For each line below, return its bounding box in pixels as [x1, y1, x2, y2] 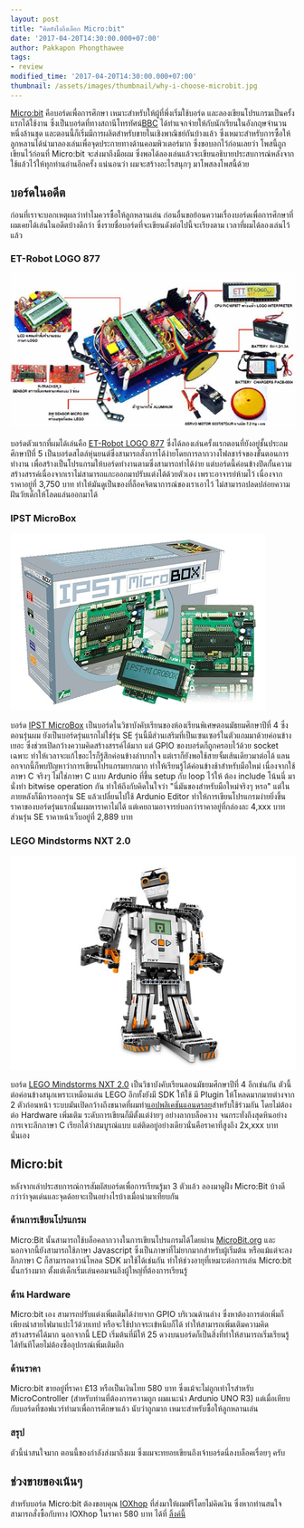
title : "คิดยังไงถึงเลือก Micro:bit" [10, 24, 126, 33]
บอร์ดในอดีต [10, 186, 66, 201]
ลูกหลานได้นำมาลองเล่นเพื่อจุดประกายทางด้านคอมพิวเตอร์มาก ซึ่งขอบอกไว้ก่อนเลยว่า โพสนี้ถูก [10, 138, 287, 148]
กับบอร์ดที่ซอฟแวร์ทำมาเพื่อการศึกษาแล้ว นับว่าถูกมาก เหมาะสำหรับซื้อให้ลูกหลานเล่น [10, 1403, 259, 1414]
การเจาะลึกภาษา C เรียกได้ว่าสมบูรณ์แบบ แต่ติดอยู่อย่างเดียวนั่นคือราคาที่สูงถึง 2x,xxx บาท [10, 1119, 279, 1131]
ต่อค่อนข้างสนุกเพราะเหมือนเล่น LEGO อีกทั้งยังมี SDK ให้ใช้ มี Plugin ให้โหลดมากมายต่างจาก [10, 1089, 295, 1100]
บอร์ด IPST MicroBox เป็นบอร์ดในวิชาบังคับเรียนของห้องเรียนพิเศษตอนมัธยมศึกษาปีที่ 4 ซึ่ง [10, 720, 289, 731]
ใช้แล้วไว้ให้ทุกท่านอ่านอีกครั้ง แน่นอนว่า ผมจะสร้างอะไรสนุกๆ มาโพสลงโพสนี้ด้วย [10, 158, 250, 169]
